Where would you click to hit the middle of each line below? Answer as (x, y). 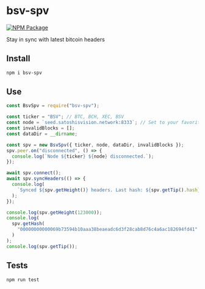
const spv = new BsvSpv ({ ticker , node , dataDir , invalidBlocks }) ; (95, 145)
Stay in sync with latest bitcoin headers (56, 39)
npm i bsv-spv (24, 73)
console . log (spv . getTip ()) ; (42, 246)
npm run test (23, 280)
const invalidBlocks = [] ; (41, 128)
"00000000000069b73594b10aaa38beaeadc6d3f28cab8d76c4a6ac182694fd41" (108, 230)
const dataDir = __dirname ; (42, 134)
